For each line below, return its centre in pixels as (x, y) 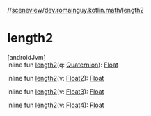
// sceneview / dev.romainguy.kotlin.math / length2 (75, 10)
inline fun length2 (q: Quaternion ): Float (63, 65)
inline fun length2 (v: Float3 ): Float (56, 91)
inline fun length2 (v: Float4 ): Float (56, 105)
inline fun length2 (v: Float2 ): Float (56, 78)
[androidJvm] (27, 57)
